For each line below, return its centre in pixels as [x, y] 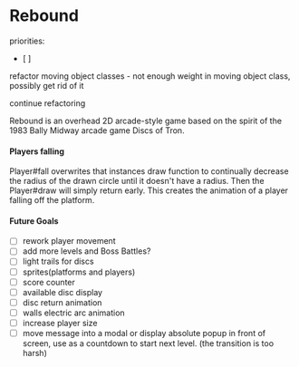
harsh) [34, 353]
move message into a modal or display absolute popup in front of [144, 333]
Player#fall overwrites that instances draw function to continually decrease [149, 171]
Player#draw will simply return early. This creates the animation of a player [149, 190]
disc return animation [62, 302]
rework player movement [69, 241]
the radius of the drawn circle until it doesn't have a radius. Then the [137, 181]
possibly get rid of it [47, 85]
